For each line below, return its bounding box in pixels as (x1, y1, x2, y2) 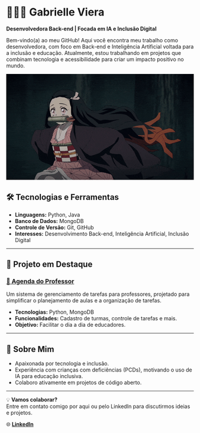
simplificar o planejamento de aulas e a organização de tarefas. (6, 297, 162, 304)
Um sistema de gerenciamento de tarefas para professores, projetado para (6, 290, 190, 298)
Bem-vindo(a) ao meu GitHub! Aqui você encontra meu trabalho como (6, 36, 179, 44)
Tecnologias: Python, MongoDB (14, 308, 94, 316)
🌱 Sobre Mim (6, 344, 55, 354)
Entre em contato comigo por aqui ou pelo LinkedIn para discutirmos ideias (6, 403, 190, 410)
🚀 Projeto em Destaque (6, 259, 93, 269)
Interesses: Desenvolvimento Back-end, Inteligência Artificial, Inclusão (14, 230, 189, 237)
